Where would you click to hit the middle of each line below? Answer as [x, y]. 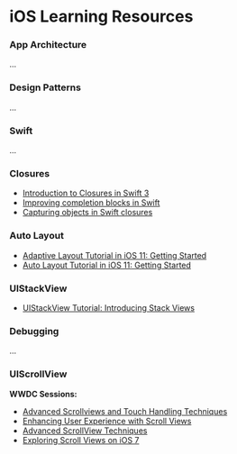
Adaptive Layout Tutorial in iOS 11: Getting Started [114, 255]
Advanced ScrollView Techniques [85, 431]
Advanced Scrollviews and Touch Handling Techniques [125, 411]
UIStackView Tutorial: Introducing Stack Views [109, 307]
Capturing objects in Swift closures [87, 213]
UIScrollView [38, 374]
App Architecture [48, 45]
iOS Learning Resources [101, 17]
